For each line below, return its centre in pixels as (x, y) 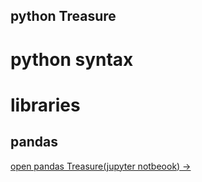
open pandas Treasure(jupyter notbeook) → (101, 166)
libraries (45, 105)
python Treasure (63, 16)
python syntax (72, 59)
